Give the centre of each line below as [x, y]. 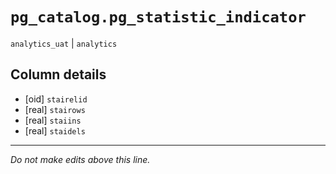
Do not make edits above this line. [80, 159]
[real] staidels [55, 130]
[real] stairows [55, 109]
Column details [58, 74]
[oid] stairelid [56, 99]
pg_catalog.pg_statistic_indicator [158, 17]
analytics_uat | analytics [64, 43]
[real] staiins [53, 120]
